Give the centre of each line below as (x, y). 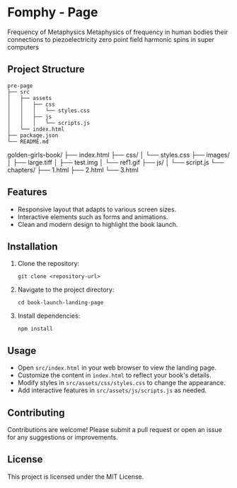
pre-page (20, 86)
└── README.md (28, 142)
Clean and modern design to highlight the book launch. (98, 224)
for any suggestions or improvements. (63, 437)
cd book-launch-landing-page (60, 303)
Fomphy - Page (53, 12)
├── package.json (33, 135)
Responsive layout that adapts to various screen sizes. (97, 209)
